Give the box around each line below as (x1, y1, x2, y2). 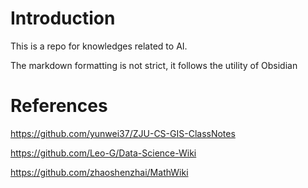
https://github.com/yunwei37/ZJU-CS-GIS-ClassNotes (10, 127, 236, 139)
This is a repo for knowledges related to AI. (10, 40, 188, 52)
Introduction (10, 7, 116, 30)
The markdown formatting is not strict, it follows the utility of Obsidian (10, 59, 298, 71)
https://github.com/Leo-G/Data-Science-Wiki (10, 147, 197, 159)
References (10, 95, 108, 117)
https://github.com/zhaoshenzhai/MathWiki (10, 166, 189, 178)
